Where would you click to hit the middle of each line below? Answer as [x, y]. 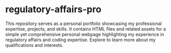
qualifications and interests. [34, 45]
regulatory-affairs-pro [53, 9]
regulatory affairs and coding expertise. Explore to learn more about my [80, 40]
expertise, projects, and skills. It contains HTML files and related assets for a [86, 29]
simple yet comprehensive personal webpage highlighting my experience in [85, 34]
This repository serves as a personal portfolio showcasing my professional [83, 23]
